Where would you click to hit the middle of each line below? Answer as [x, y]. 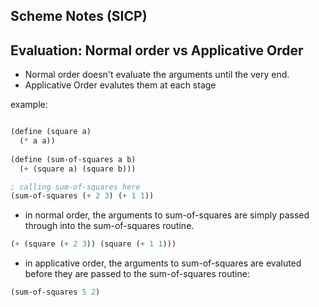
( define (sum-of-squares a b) [73, 159]
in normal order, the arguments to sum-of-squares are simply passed [167, 215]
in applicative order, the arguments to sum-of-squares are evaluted [163, 263]
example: [29, 105]
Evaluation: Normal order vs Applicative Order [157, 50]
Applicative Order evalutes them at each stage [120, 85]
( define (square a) [51, 132]
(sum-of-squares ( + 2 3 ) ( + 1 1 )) [82, 196]
